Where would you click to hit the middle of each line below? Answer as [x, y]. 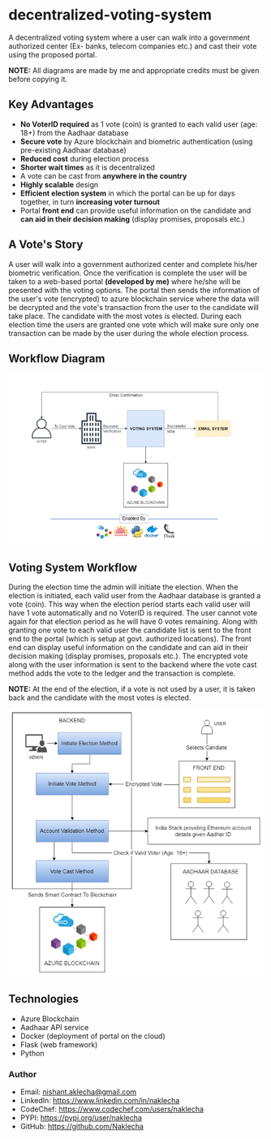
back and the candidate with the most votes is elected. [100, 698]
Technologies [44, 999]
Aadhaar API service [54, 1027]
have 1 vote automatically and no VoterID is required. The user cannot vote [133, 613]
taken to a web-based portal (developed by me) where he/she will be [125, 281]
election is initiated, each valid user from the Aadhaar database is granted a [135, 596]
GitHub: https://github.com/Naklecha [82, 1126]
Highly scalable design [59, 184]
